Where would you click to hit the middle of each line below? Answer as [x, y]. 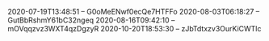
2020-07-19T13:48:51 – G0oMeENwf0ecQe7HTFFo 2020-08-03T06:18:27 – [134, 12]
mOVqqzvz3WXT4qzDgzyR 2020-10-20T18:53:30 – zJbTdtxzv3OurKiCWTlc [134, 29]
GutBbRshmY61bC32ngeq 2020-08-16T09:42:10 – [91, 20]
